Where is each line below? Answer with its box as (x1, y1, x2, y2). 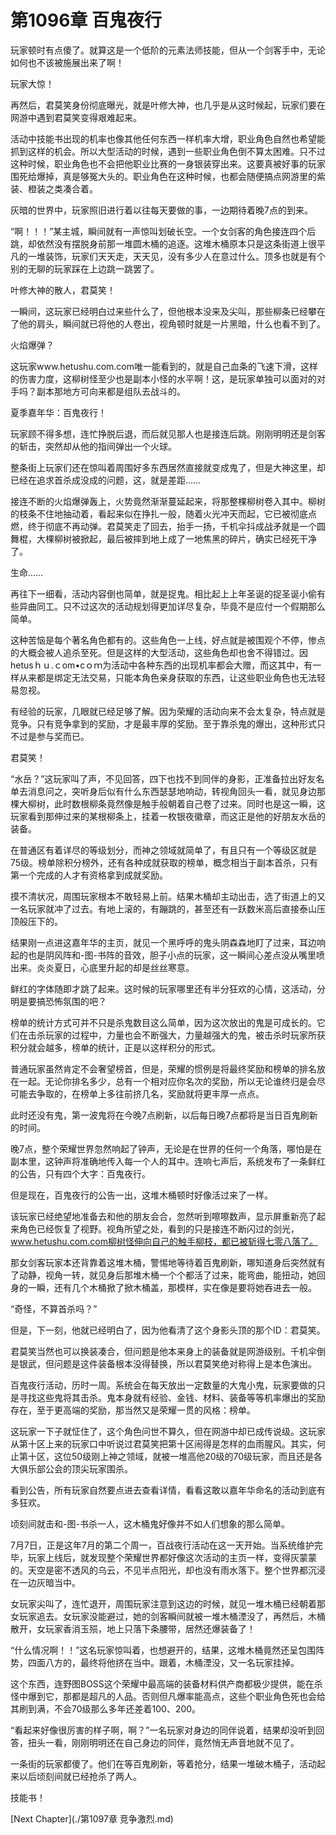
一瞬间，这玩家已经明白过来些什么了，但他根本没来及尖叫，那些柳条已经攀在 (10, 305, 326, 317)
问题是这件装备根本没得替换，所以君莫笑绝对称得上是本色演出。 (53, 1357, 317, 1370)
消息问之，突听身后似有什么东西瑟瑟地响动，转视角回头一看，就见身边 (27, 785, 317, 797)
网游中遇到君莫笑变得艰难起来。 (10, 111, 142, 123)
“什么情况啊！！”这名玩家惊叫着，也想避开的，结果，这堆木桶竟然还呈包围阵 (10, 1644, 325, 1656)
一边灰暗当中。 (18, 1576, 81, 1588)
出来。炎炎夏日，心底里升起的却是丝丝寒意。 (10, 961, 195, 973)
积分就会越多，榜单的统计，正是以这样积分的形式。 (10, 1041, 221, 1053)
